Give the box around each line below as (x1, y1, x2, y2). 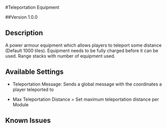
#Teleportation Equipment (5, 5, 60, 10)
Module (12, 101, 29, 108)
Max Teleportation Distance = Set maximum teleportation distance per (12, 96, 159, 102)
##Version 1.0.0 (5, 14, 38, 20)
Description (5, 29, 43, 37)
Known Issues (5, 116, 51, 125)
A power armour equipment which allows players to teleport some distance (5, 42, 162, 48)
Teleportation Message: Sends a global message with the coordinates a (12, 81, 162, 87)
